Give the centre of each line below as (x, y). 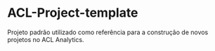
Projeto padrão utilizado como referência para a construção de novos (108, 32)
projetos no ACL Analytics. (46, 39)
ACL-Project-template (73, 13)
